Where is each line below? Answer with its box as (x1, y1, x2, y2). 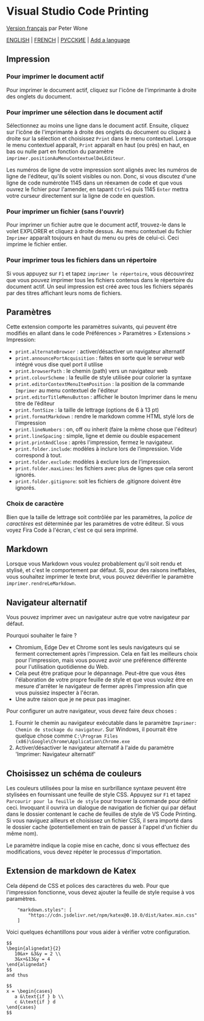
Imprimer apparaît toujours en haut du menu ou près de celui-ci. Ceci (6, 234, 180, 242)
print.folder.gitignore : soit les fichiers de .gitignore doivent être (15, 478, 181, 485)
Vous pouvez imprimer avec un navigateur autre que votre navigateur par (6, 614, 190, 621)
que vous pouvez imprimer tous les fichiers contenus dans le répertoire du (6, 276, 194, 283)
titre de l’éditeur (15, 400, 55, 407)
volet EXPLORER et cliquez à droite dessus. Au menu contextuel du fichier (6, 228, 192, 235)
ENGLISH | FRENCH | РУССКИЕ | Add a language (6, 36, 130, 43)
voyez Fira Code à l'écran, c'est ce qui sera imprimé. (6, 526, 138, 534)
